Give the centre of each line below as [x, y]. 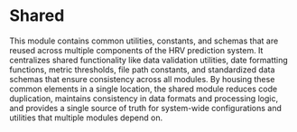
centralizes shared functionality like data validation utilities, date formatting [149, 60]
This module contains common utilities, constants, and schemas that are [144, 41]
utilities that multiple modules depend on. [86, 118]
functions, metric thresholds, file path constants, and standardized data [142, 70]
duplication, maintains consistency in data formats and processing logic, [144, 98]
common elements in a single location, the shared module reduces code [144, 89]
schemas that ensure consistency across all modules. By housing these [142, 79]
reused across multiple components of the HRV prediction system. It [136, 50]
